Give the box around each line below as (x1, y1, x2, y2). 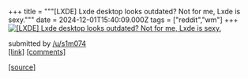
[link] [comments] (8, 47, 66, 56)
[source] (8, 62, 36, 72)
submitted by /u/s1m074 (8, 39, 87, 48)
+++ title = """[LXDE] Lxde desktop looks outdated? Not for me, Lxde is (8, 7, 241, 16)
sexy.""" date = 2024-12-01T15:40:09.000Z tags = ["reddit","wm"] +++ (8, 15, 239, 24)
